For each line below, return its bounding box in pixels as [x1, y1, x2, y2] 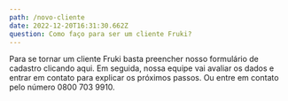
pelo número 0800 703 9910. [9, 82, 115, 93]
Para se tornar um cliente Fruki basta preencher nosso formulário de [9, 54, 260, 65]
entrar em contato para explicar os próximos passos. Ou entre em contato [9, 73, 279, 83]
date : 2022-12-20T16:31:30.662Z [9, 21, 128, 30]
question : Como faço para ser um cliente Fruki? [9, 29, 192, 38]
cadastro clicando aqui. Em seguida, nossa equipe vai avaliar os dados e [9, 63, 275, 74]
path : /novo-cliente [9, 12, 86, 22]
